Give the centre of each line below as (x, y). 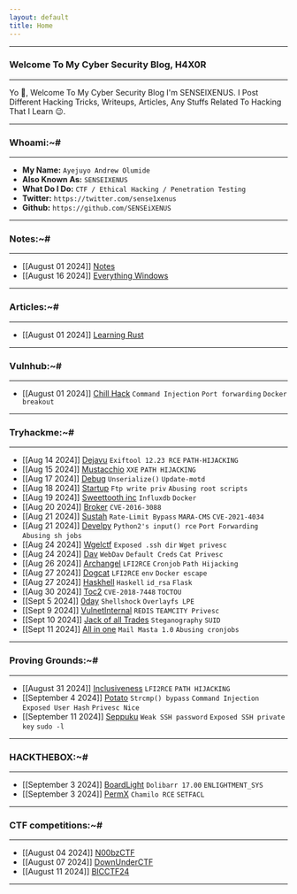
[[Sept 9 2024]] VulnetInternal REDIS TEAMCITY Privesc (120, 611)
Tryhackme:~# (42, 432)
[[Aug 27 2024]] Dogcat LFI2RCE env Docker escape (114, 573)
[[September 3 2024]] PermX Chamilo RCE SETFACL (113, 794)
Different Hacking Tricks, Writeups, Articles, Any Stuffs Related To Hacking (145, 102)
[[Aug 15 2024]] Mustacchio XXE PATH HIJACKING (109, 469)
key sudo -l (43, 727)
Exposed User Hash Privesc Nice (80, 708)
